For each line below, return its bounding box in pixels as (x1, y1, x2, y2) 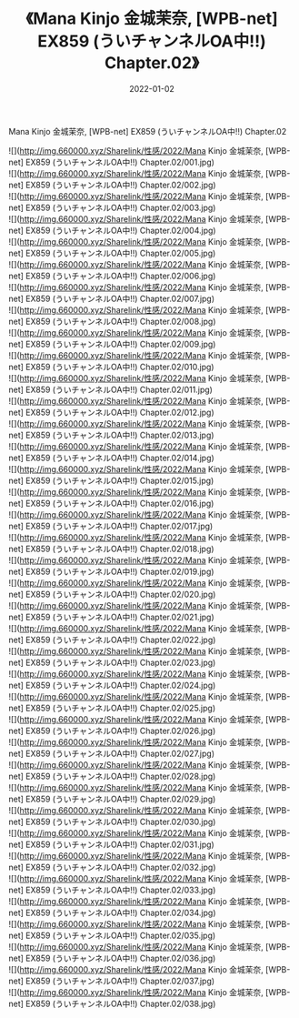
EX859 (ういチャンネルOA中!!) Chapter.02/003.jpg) (25, 202, 216, 213)
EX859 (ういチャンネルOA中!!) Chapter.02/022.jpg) (25, 634, 216, 645)
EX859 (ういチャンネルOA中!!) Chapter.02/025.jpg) (25, 702, 216, 713)
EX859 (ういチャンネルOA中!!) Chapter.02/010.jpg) (25, 361, 214, 372)
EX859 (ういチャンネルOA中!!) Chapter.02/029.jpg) (25, 793, 216, 804)
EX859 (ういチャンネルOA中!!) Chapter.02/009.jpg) (25, 338, 216, 349)
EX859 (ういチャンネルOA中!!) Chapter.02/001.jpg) (25, 156, 215, 167)
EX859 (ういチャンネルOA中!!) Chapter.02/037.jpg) (25, 975, 215, 986)
